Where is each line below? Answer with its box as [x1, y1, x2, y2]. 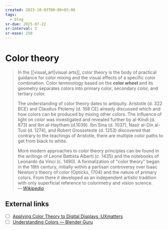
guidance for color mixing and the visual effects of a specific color [17, 74, 156, 81]
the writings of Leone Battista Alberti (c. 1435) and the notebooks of [17, 153, 159, 159]
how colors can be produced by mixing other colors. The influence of [17, 111, 162, 117]
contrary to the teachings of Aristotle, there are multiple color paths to [17, 132, 163, 139]
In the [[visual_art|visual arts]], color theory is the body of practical [17, 69, 157, 75]
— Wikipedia [17, 185, 44, 191]
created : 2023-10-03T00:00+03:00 [5, 7, 76, 13]
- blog [10, 17, 24, 22]
